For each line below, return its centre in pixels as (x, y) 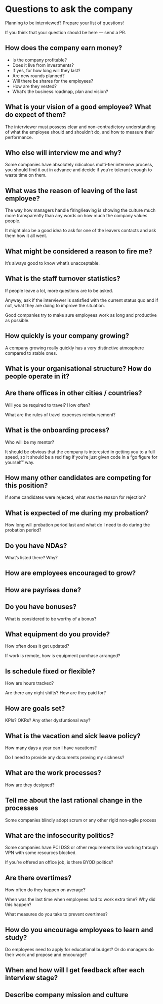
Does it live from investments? (43, 65)
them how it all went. (26, 236)
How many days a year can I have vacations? (51, 748)
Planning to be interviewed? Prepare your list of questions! (65, 23)
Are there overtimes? (38, 878)
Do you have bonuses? (41, 607)
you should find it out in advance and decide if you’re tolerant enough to (79, 170)
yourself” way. (20, 462)
